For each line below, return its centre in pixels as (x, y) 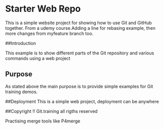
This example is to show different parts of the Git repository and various (80, 53)
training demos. (21, 92)
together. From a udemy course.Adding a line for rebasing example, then (80, 28)
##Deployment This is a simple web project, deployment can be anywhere (82, 101)
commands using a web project (38, 58)
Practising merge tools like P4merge (43, 121)
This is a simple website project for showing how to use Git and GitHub (78, 23)
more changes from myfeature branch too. (49, 33)
